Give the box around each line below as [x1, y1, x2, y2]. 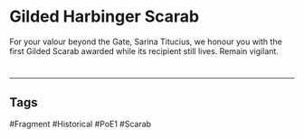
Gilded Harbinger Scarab [9, 6, 200, 27]
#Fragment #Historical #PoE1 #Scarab [9, 118, 152, 129]
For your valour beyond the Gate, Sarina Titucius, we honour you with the [9, 36, 282, 47]
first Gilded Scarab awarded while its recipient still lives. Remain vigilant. [9, 45, 279, 56]
